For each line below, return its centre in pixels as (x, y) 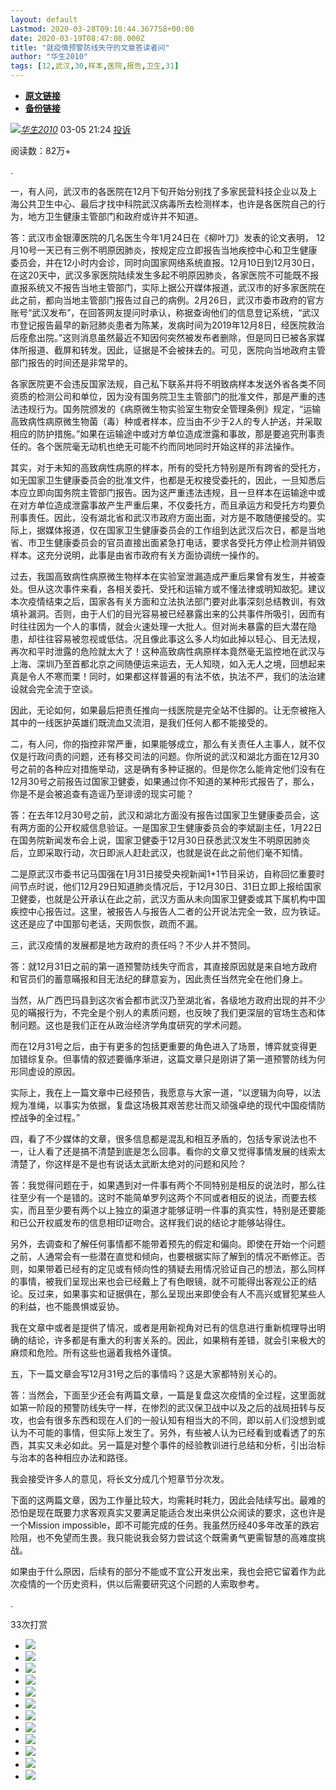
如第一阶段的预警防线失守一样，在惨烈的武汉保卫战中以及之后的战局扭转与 (163, 1407)
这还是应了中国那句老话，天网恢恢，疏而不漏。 (106, 924)
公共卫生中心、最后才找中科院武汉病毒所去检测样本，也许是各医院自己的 (167, 204)
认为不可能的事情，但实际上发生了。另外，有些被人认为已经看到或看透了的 (163, 1432)
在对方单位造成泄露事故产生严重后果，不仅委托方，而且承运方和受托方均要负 (168, 505)
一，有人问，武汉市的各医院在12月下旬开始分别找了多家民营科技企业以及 (159, 191)
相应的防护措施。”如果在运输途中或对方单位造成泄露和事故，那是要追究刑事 (163, 434)
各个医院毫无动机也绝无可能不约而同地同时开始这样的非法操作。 (168, 446)
